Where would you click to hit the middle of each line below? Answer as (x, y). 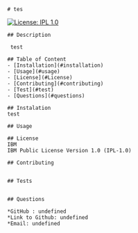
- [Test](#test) (31, 90)
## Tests (20, 181)
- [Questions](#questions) (46, 96)
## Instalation (29, 108)
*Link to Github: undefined (48, 218)
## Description (29, 35)
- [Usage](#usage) (34, 72)
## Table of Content (37, 59)
